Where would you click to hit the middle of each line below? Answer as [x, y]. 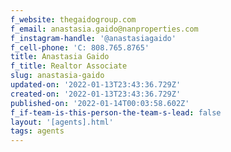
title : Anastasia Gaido [60, 57]
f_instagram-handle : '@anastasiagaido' [93, 38]
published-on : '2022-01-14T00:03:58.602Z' [100, 103]
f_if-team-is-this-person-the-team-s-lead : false [116, 112]
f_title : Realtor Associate [69, 66]
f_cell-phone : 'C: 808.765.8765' [80, 47]
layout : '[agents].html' [62, 122]
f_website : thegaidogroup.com [73, 19]
